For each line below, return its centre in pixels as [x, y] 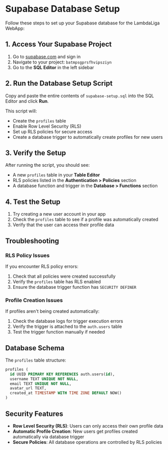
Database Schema [35, 348]
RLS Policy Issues [27, 255]
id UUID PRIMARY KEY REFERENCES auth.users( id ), [62, 374]
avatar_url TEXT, [28, 388]
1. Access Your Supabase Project [59, 44]
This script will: [21, 111]
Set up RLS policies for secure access [52, 131]
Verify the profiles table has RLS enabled [57, 281]
